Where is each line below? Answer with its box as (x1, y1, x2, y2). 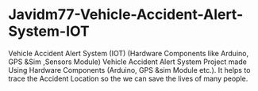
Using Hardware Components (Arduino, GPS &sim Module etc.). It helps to (8, 65, 251, 74)
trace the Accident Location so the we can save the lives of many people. (8, 74, 248, 83)
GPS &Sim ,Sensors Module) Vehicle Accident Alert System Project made (8, 57, 248, 66)
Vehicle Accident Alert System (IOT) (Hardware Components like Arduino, (8, 48, 248, 58)
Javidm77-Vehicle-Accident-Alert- (8, 6, 244, 24)
